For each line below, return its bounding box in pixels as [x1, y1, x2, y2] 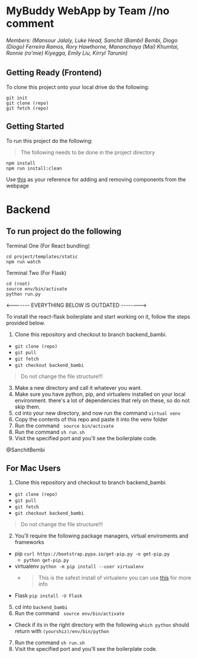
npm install [6, 160, 35, 166]
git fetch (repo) [6, 105, 49, 111]
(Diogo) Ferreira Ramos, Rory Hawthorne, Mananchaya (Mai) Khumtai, [6, 43, 179, 50]
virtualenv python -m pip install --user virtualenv [14, 562, 144, 570]
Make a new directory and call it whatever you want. [14, 384, 143, 391]
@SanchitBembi [6, 446, 46, 453]
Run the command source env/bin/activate [14, 610, 125, 617]
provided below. [6, 319, 46, 326]
